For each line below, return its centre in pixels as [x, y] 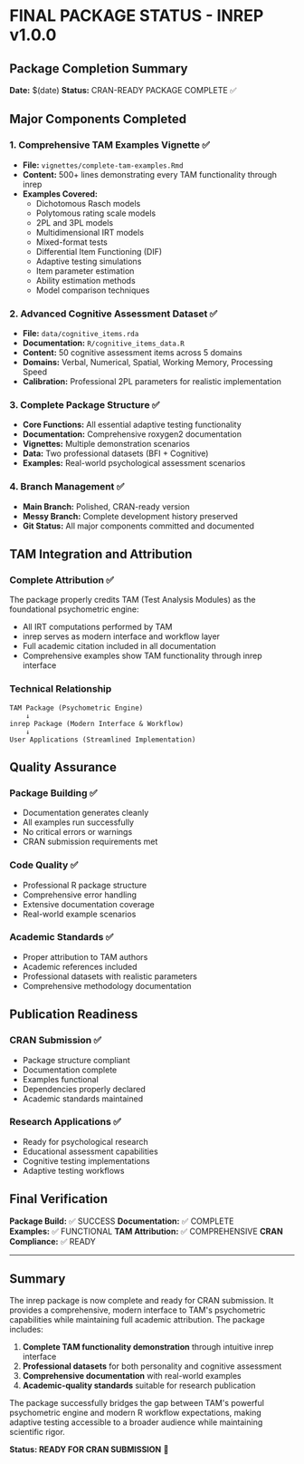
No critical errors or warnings [77, 832]
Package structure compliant [76, 1060]
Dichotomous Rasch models [88, 203]
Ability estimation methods [85, 280]
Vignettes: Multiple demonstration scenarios [106, 444]
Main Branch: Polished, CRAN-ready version [106, 506]
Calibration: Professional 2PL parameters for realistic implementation [152, 381]
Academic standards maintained [83, 1099]
